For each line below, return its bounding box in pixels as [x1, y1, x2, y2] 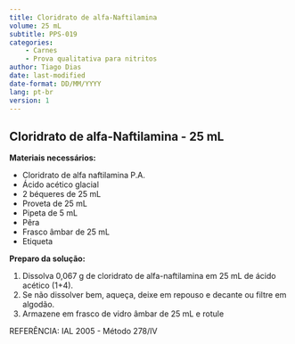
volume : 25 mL [9, 21, 62, 30]
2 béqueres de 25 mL [21, 189, 102, 200]
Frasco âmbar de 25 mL [21, 226, 111, 237]
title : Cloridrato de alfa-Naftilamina [9, 12, 158, 22]
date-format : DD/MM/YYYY [9, 79, 102, 88]
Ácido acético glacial [21, 179, 100, 190]
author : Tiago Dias [9, 63, 82, 72]
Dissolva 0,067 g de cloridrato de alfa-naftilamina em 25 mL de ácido [21, 271, 276, 282]
